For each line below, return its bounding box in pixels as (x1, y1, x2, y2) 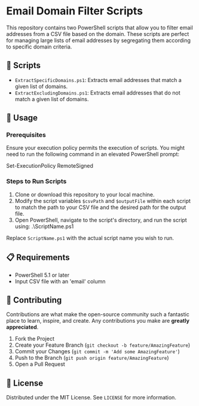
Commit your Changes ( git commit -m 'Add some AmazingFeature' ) (14, 348, 180, 355)
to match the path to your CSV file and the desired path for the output (14, 204, 186, 211)
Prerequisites (6, 131, 46, 139)
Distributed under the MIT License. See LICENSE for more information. (6, 394, 176, 401)
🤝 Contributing (6, 295, 62, 305)
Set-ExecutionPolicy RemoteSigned (6, 162, 94, 169)
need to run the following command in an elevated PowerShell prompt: (6, 151, 180, 158)
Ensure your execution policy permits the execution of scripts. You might (6, 144, 185, 152)
